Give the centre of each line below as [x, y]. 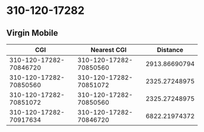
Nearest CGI [109, 50]
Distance [170, 50]
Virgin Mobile [32, 33]
